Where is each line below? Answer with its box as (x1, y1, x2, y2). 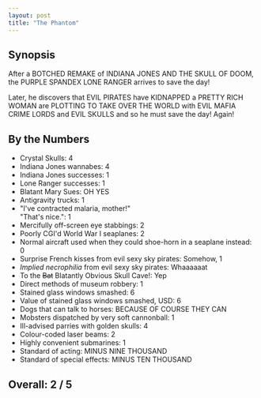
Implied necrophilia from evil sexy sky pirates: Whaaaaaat (19, 262, 208, 272)
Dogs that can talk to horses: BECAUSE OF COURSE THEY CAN (19, 305, 227, 314)
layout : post (8, 11, 51, 20)
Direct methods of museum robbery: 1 (19, 280, 144, 289)
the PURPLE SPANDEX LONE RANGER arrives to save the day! (8, 77, 210, 87)
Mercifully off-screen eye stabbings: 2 (19, 220, 145, 230)
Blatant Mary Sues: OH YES (19, 187, 110, 197)
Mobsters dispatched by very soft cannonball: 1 (19, 313, 175, 322)
